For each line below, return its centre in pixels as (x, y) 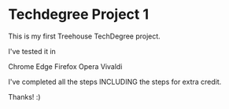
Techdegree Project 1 (79, 15)
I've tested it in (32, 51)
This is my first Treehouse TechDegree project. (85, 36)
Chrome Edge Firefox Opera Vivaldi (65, 66)
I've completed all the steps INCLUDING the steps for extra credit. (115, 82)
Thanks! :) (24, 96)
